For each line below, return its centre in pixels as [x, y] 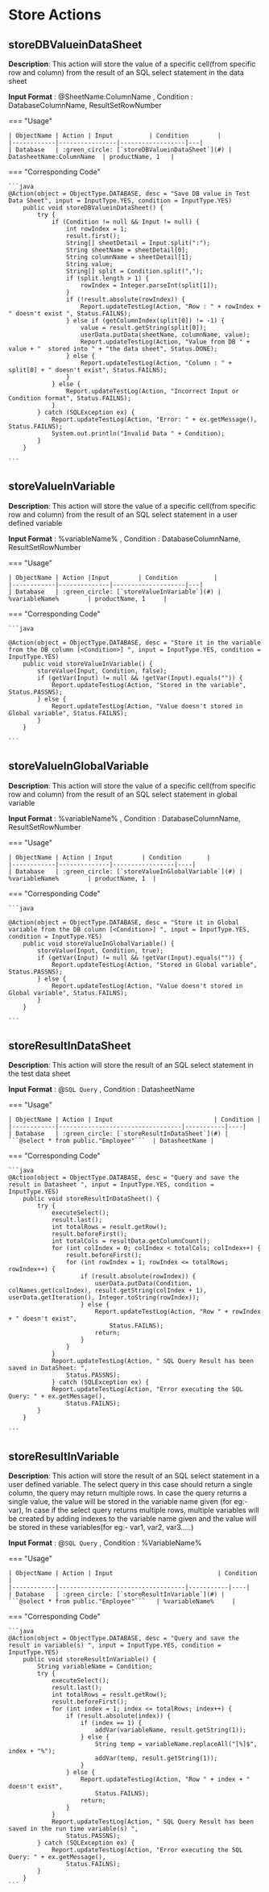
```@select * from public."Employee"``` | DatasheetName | [112, 1141]
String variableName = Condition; [95, 1667]
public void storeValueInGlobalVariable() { [99, 944]
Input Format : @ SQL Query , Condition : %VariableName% [105, 1543]
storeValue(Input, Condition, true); [100, 950]
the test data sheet [39, 1073]
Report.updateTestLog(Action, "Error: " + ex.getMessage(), [154, 419]
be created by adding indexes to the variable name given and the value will [132, 1519]
